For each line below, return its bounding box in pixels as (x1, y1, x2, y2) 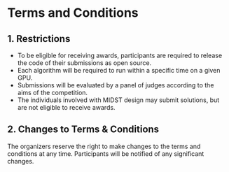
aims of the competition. (17, 89, 88, 96)
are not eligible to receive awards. (17, 103, 116, 111)
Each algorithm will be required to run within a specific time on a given (17, 66, 221, 74)
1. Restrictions (7, 33, 71, 45)
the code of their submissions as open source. (17, 59, 152, 67)
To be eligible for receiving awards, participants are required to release (17, 51, 223, 59)
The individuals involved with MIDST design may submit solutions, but (17, 96, 220, 104)
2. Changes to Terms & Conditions (7, 124, 160, 136)
